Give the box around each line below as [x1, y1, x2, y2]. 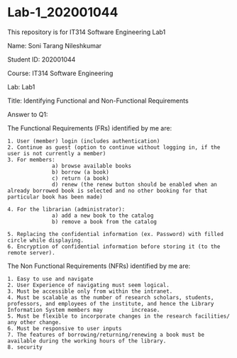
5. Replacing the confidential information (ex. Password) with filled [7, 230, 224, 237]
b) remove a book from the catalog [52, 218, 158, 225]
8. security [7, 343, 43, 351]
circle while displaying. [7, 237, 84, 244]
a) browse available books [52, 162, 132, 169]
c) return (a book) [52, 174, 110, 181]
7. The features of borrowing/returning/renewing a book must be [7, 331, 204, 338]
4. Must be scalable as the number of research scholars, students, [7, 293, 214, 301]
